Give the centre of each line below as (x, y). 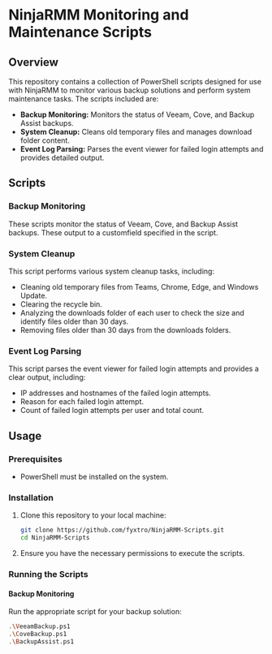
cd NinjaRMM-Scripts (55, 538)
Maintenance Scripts (80, 32)
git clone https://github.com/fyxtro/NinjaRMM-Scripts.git (122, 530)
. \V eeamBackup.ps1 (39, 626)
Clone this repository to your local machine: (93, 515)
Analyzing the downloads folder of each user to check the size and (132, 312)
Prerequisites (35, 458)
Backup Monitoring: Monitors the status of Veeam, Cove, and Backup (137, 114)
